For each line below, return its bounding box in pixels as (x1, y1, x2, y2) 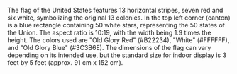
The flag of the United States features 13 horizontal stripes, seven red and (7, 6, 224, 14)
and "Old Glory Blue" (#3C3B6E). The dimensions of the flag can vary (7, 44, 211, 51)
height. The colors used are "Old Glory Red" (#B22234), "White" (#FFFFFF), (7, 36, 230, 44)
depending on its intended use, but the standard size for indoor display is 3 (7, 51, 227, 59)
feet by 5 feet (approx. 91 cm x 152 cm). (7, 58, 123, 66)
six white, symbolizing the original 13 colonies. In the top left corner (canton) (7, 13, 231, 22)
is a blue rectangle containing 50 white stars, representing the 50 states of (7, 21, 226, 29)
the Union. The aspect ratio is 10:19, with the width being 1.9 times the (7, 28, 211, 37)
